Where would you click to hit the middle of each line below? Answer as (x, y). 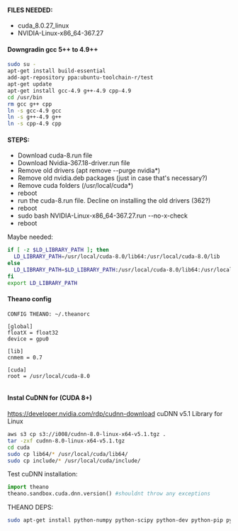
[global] (20, 326)
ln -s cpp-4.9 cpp (34, 124)
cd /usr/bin (25, 97)
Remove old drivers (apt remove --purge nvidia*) (89, 171)
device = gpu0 (28, 339)
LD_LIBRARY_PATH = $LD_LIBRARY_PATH (64, 269)
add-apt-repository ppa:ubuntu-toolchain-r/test (80, 78)
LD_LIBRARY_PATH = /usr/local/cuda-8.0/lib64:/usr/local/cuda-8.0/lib (117, 257)
